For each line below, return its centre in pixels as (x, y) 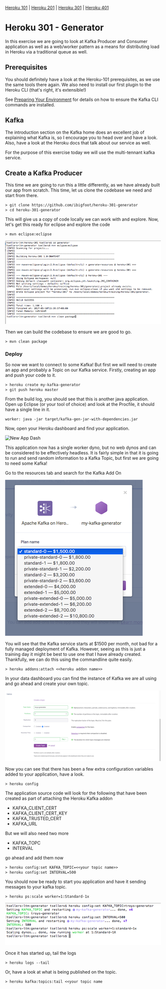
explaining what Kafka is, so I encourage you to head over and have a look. (82, 137)
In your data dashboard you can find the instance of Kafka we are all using (81, 679)
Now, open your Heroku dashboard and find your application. (67, 429)
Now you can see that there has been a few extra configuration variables (79, 769)
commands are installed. (30, 104)
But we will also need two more (37, 833)
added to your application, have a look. (45, 774)
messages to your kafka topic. (36, 887)
